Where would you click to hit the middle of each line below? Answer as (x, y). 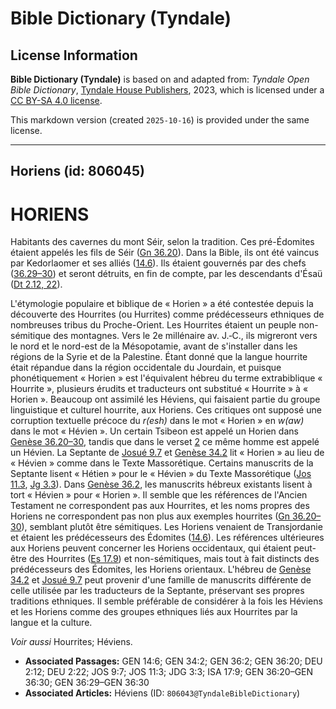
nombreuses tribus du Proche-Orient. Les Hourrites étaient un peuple (153, 325)
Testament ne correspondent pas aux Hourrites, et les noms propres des (160, 506)
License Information (74, 55)
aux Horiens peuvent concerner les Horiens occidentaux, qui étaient (151, 548)
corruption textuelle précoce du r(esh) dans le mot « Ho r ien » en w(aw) (157, 421)
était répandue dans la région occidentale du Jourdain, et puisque (146, 368)
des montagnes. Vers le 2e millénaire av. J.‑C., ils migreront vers (185, 336)
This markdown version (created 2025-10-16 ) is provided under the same (160, 120)
